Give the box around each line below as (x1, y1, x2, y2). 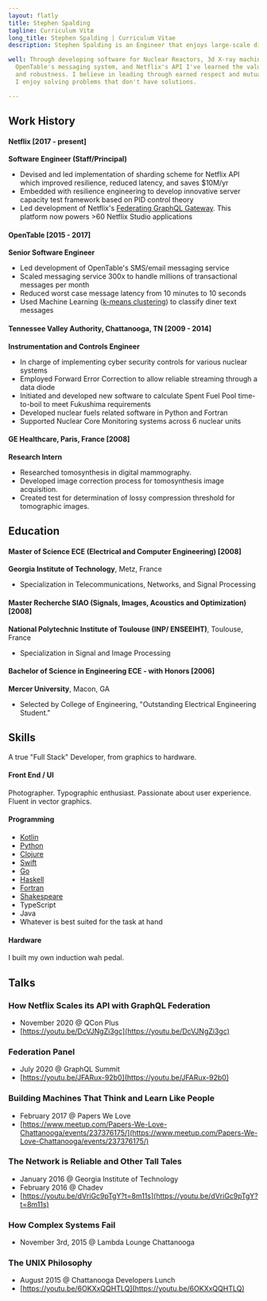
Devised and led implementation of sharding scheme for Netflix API (19, 170, 240, 179)
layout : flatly (8, 11, 59, 20)
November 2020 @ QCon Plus (19, 1018, 119, 1027)
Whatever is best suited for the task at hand (19, 917, 163, 927)
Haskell (19, 875, 44, 885)
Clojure (19, 850, 44, 859)
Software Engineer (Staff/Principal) (8, 154, 127, 164)
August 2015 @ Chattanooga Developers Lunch (19, 1276, 176, 1285)
